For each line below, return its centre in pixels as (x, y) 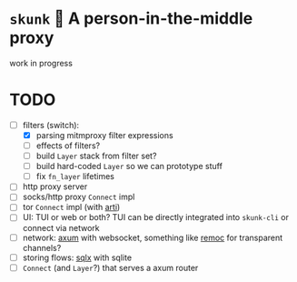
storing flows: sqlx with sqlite (77, 257)
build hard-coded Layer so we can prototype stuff (129, 166)
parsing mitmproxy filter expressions (105, 135)
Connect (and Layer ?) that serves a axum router (110, 267)
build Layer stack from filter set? (96, 156)
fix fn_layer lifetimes (75, 176)
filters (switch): (51, 125)
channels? (42, 247)
